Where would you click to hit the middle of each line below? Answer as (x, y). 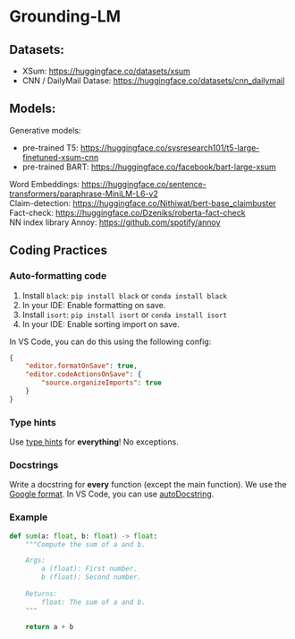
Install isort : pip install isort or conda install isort (125, 315)
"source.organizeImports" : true (102, 383)
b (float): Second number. (92, 577)
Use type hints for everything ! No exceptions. (94, 442)
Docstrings (34, 465)
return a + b (50, 626)
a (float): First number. (90, 569)
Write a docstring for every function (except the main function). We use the (148, 485)
